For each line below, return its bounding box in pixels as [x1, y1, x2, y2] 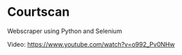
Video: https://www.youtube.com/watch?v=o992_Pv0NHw [7, 40, 175, 48]
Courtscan [7, 4, 70, 20]
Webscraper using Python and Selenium [7, 27, 123, 35]
